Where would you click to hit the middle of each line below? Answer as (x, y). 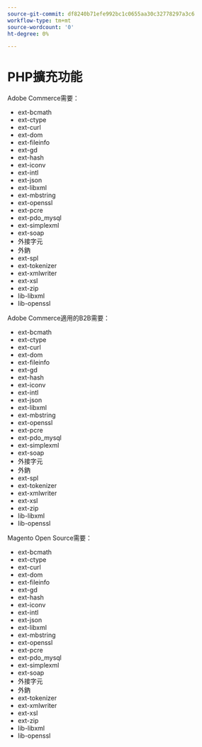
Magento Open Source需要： (50, 538)
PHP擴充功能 (45, 77)
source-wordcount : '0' (41, 27)
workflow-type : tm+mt (39, 21)
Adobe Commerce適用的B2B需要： (58, 318)
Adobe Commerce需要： (43, 98)
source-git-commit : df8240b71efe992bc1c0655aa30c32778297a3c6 (101, 14)
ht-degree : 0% (28, 34)
